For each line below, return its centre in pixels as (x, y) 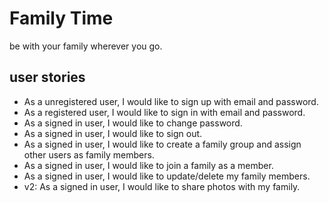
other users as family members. (89, 154)
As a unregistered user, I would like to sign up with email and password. (171, 101)
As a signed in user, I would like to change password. (133, 123)
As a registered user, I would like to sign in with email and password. (164, 112)
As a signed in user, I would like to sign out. (113, 133)
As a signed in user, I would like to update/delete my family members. (167, 176)
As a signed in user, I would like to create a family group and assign (162, 144)
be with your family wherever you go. (86, 46)
